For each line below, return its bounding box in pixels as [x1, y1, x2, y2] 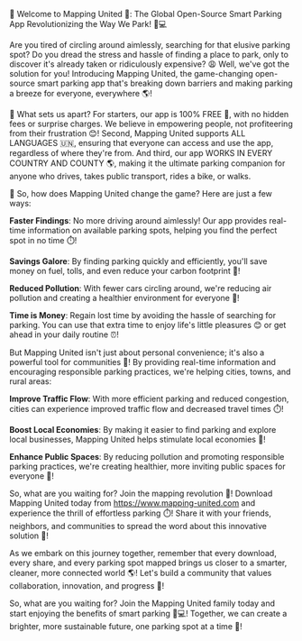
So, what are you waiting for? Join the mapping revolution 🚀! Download [9, 488, 273, 499]
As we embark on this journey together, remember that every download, [9, 548, 277, 558]
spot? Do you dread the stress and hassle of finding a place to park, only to [9, 50, 288, 60]
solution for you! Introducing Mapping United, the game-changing [9, 69, 254, 78]
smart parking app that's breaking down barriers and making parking [37, 78, 293, 88]
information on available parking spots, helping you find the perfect [27, 225, 278, 235]
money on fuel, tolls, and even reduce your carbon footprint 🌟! [9, 266, 241, 276]
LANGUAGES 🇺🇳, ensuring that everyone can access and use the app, [9, 138, 274, 148]
